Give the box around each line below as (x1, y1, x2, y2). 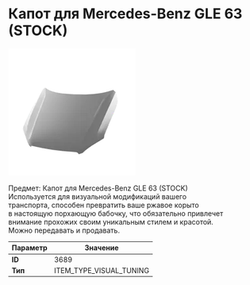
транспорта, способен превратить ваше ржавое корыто (8, 200, 200, 210)
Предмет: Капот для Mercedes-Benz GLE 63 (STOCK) (8, 183, 188, 193)
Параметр (11, 243, 48, 252)
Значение (84, 243, 119, 252)
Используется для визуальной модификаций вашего (8, 191, 187, 201)
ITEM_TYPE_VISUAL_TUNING (54, 265, 149, 275)
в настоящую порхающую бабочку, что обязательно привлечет (8, 208, 224, 218)
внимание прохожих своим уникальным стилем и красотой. (8, 217, 214, 226)
